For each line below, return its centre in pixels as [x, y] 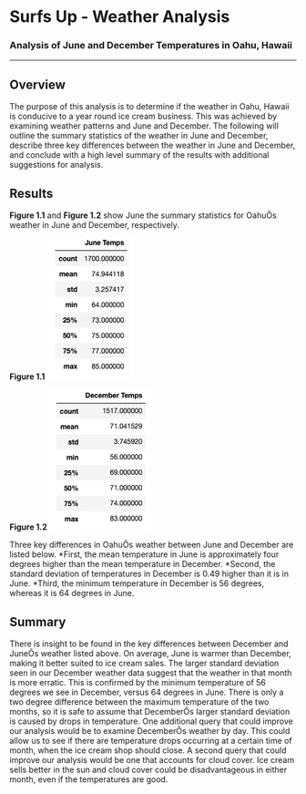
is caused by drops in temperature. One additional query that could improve [151, 721]
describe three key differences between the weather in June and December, [153, 145]
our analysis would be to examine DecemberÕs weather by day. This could [150, 730]
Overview [38, 84]
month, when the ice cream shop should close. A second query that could [148, 750]
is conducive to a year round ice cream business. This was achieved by [143, 117]
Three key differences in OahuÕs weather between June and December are [152, 545]
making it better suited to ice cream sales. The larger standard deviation [144, 663]
